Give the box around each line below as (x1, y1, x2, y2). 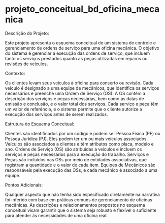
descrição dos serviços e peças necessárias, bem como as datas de (5, 95, 144, 102)
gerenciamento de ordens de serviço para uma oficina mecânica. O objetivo (5, 45, 160, 51)
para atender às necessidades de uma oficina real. (5, 212, 108, 218)
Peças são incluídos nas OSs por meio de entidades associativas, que (5, 156, 147, 162)
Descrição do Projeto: (5, 30, 49, 36)
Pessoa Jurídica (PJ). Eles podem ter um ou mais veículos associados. (5, 136, 148, 142)
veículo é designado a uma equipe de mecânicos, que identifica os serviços (5, 85, 159, 91)
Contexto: (5, 70, 25, 76)
